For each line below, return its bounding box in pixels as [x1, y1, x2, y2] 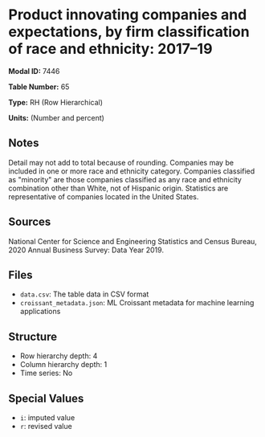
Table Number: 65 [8, 82, 70, 92]
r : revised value [19, 422, 72, 431]
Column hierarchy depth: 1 [19, 360, 108, 370]
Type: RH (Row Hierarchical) [8, 97, 103, 107]
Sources [8, 215, 51, 229]
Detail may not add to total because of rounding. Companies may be [8, 157, 234, 167]
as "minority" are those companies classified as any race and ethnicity [8, 174, 243, 184]
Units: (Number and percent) [8, 112, 104, 122]
